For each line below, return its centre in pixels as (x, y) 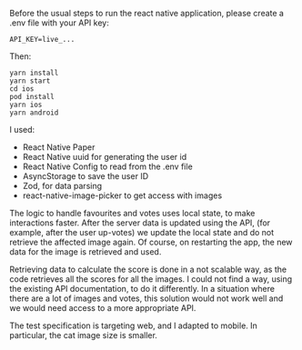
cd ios (22, 89)
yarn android (34, 113)
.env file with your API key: (59, 23)
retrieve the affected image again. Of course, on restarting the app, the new (151, 242)
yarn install (34, 73)
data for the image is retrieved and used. (86, 252)
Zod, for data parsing (62, 186)
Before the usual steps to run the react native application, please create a (147, 13)
